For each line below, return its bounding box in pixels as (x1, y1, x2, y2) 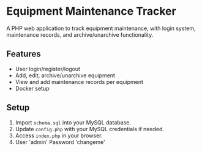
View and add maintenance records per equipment (15, 78, 144, 85)
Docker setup (15, 85, 50, 92)
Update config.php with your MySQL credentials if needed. (15, 125, 164, 132)
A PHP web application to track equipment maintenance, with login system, (6, 25, 196, 32)
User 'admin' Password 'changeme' (15, 138, 105, 145)
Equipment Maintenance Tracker (6, 4, 176, 18)
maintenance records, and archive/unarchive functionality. (6, 31, 154, 38)
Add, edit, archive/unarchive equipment (15, 72, 115, 79)
